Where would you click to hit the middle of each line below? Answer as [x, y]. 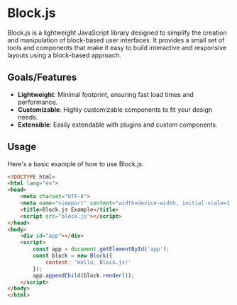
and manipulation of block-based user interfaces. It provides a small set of [116, 40]
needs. [28, 117]
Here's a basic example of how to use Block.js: [76, 163]
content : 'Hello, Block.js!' [88, 262]
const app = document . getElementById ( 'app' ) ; [101, 249]
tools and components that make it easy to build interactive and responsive [117, 47]
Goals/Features [42, 77]
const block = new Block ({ [73, 256]
